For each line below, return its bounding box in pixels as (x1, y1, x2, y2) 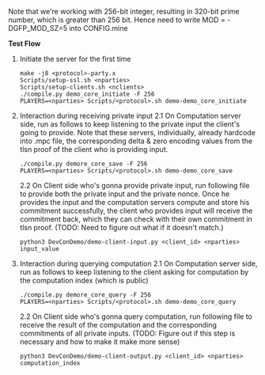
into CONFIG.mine (69, 24, 128, 32)
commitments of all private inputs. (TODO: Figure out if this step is (19, 328, 236, 338)
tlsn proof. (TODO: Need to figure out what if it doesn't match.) (19, 223, 224, 232)
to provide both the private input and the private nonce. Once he (19, 189, 230, 199)
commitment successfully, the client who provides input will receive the (19, 206, 253, 215)
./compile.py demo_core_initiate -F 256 (19, 90, 155, 98)
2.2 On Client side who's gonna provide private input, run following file (19, 181, 250, 190)
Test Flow (8, 39, 41, 48)
